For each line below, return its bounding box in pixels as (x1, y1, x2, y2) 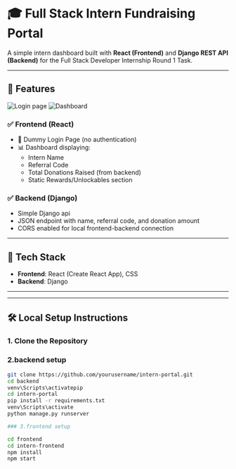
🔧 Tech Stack (7, 251, 66, 263)
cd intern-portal (7, 391, 58, 398)
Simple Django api (17, 209, 70, 218)
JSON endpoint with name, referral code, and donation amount (17, 217, 200, 225)
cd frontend (7, 435, 42, 443)
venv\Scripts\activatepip (7, 384, 83, 391)
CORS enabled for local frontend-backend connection (17, 224, 174, 233)
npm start (7, 455, 37, 463)
